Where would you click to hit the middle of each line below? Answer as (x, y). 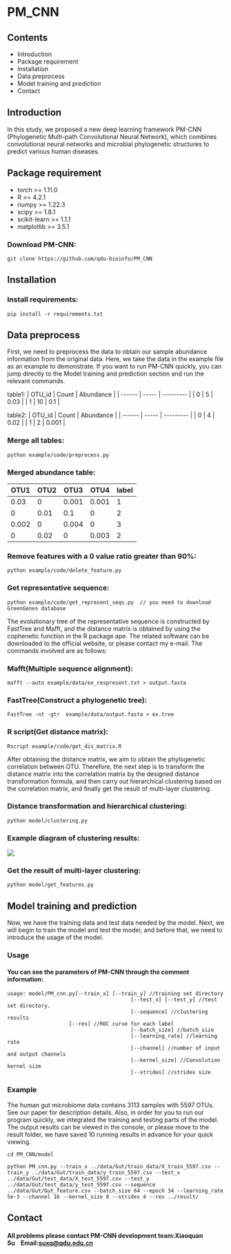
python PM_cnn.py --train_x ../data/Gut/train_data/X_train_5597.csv (109, 1166)
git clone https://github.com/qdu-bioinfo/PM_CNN (80, 259)
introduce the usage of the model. (56, 937)
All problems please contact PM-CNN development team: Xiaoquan (105, 1235)
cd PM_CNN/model (30, 1154)
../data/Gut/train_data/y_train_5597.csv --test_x (106, 1172)
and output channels (37, 1054)
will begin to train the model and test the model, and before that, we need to (115, 930)
